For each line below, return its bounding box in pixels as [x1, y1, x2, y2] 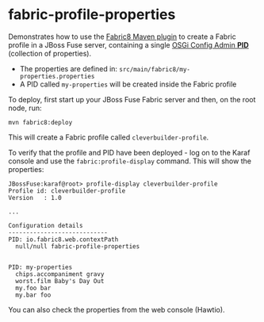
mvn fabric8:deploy [8, 118, 73, 126]
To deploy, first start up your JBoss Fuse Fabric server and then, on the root [8, 94, 256, 104]
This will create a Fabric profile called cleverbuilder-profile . [8, 132, 209, 142]
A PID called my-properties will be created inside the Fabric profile [19, 79, 237, 89]
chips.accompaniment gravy [15, 270, 105, 278]
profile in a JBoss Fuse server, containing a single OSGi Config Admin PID [8, 40, 250, 49]
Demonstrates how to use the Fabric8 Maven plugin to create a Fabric [8, 32, 236, 41]
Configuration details [8, 221, 83, 229]
